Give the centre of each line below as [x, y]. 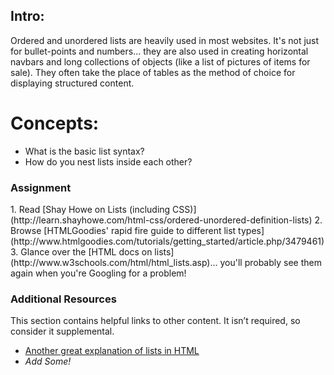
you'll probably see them [270, 263]
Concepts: [55, 123]
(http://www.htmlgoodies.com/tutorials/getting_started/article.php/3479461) [167, 241]
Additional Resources [63, 299]
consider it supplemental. [62, 331]
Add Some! [48, 361]
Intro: [27, 16]
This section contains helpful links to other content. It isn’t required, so [155, 321]
